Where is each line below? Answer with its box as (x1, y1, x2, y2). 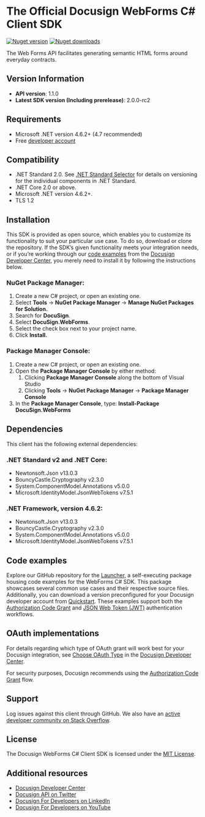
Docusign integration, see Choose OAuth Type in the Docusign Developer (6, 651, 192, 658)
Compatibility (6, 154, 59, 165)
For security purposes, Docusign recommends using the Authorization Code (6, 669, 199, 677)
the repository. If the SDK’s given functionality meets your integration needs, (6, 244, 199, 252)
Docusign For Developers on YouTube (15, 804, 111, 811)
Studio (24, 380, 41, 387)
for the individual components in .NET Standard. (15, 177, 136, 185)
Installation (6, 214, 50, 225)
